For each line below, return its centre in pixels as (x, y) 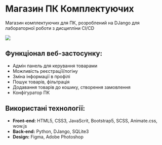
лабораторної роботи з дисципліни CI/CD (50, 28)
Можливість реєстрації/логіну (45, 71)
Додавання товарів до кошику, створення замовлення (71, 87)
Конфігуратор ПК (31, 92)
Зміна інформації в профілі (41, 76)
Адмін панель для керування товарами (55, 66)
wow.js (20, 126)
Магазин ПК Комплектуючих (70, 9)
